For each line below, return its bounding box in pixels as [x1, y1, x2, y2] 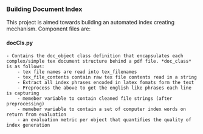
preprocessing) [6, 100, 45, 107]
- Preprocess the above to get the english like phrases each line [17, 85, 191, 91]
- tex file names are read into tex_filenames [17, 69, 137, 75]
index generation [6, 122, 50, 128]
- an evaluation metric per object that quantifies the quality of [17, 116, 191, 123]
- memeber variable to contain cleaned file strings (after [17, 95, 173, 102]
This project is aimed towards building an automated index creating [6, 19, 175, 26]
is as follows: [6, 63, 45, 69]
